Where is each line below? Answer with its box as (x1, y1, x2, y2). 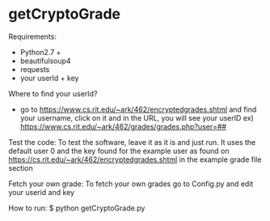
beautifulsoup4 (19, 56, 71, 66)
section (8, 163, 34, 172)
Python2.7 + (19, 47, 61, 57)
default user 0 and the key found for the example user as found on (8, 146, 230, 155)
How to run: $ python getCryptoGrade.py (8, 203, 146, 213)
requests (19, 64, 50, 74)
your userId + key (19, 73, 79, 83)
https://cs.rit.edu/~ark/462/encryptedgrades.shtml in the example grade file (8, 155, 262, 164)
